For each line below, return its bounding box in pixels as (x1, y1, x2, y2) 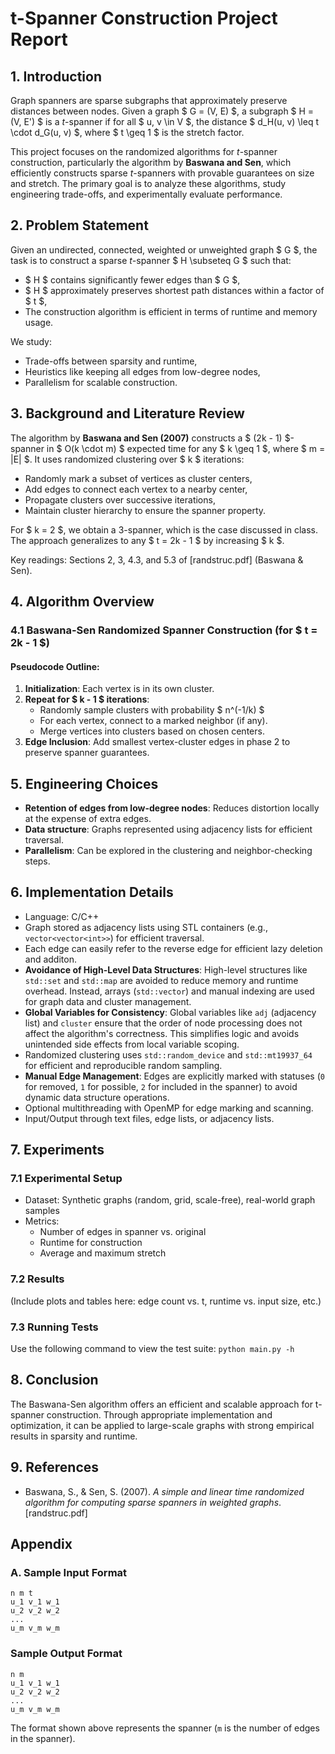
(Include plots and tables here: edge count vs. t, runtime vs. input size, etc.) (10, 1295, 322, 1307)
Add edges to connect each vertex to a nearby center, (24, 483, 248, 495)
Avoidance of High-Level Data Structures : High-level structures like (24, 963, 308, 976)
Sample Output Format (10, 1647, 123, 1661)
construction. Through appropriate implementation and (46, 1408, 273, 1421)
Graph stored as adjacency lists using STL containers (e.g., (24, 921, 268, 933)
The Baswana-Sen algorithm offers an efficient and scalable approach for (10, 1398, 313, 1410)
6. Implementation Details (10, 884, 174, 901)
